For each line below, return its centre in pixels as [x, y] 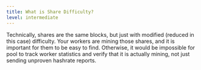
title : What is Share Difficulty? [50, 12]
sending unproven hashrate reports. [51, 60]
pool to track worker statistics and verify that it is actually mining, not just [98, 54]
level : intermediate [33, 17]
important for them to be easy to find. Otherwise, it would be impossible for [101, 47]
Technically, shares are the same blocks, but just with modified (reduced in [100, 34]
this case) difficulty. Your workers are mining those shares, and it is [90, 41]
